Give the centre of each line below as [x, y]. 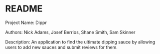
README [24, 9]
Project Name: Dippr [26, 22]
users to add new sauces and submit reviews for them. [62, 47]
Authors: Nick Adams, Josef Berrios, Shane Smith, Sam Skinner [70, 32]
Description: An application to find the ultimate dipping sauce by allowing [80, 42]
